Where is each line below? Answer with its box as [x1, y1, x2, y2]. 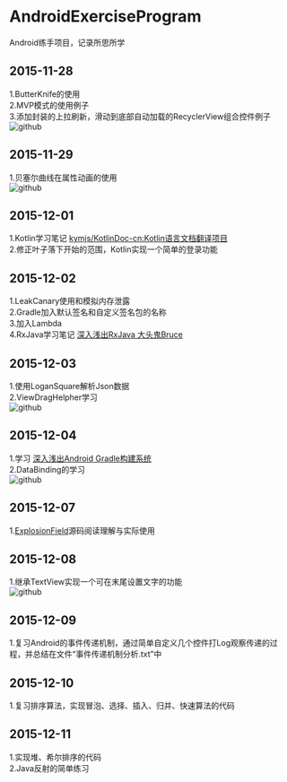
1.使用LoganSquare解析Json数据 [9, 381, 130, 391]
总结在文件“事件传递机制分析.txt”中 [32, 648, 162, 660]
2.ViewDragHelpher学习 [9, 392, 99, 403]
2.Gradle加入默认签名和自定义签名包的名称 [9, 307, 168, 317]
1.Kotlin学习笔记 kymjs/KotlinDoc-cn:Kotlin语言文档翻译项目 [9, 233, 229, 244]
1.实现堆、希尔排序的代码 [9, 752, 101, 762]
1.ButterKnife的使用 [9, 88, 81, 100]
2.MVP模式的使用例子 [9, 100, 90, 110]
